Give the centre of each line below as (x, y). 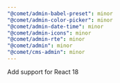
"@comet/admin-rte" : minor (46, 39)
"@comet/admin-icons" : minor (49, 33)
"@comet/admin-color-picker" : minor (60, 20)
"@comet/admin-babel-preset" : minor (60, 13)
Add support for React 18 (43, 72)
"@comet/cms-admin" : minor (46, 53)
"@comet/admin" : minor (40, 46)
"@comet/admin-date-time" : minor (55, 26)
